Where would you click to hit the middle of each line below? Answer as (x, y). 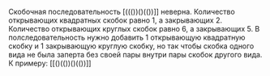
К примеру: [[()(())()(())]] (50, 63)
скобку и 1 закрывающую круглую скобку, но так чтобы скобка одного (131, 46)
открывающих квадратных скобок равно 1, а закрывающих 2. (116, 20)
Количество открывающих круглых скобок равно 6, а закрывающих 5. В (134, 29)
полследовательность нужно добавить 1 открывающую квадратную (127, 37)
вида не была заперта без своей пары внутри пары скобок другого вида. (135, 55)
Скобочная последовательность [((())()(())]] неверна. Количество (122, 12)
